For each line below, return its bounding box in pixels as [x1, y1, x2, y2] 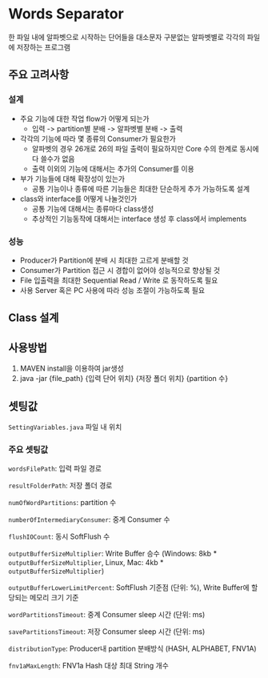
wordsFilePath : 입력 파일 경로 [8, 463, 102, 473]
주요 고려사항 [8, 68, 70, 82]
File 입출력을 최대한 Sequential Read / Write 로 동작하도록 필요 [19, 275, 218, 285]
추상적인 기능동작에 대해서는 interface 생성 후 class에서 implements [31, 214, 247, 223]
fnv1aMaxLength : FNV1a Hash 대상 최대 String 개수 [8, 661, 170, 671]
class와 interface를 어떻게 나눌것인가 [19, 194, 138, 203]
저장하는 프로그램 [16, 42, 70, 52]
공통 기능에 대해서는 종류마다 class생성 [31, 203, 154, 213]
